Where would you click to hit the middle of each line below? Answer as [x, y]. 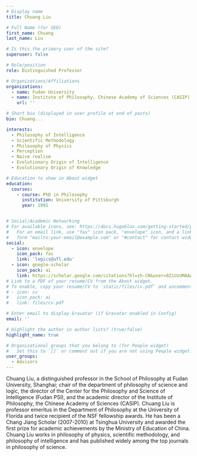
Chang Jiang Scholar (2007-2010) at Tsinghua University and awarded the [96, 422]
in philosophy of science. [36, 447]
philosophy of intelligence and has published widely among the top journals [97, 441]
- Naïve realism [31, 157]
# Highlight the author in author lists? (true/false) [74, 329]
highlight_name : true [33, 335]
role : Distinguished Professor [44, 70]
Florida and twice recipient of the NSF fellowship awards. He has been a [93, 416]
